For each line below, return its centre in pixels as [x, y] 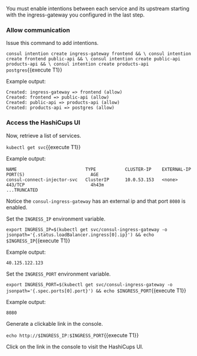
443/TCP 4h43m [55, 185]
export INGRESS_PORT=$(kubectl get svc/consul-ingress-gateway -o [89, 284]
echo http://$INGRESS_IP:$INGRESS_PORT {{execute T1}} [73, 335]
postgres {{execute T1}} [34, 70]
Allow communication [38, 30]
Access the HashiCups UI [43, 122]
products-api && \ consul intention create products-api [78, 64]
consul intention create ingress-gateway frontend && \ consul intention [99, 54]
